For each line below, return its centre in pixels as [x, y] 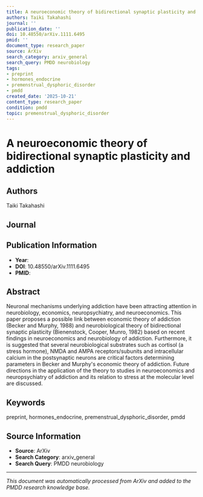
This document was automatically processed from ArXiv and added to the [99, 481]
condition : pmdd [27, 107]
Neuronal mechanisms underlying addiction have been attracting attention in [101, 306]
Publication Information [52, 245]
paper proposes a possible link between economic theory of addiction [94, 319]
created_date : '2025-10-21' [42, 96]
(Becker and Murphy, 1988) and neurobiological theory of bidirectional [94, 326]
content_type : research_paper [44, 102]
